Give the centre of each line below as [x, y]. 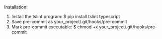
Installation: [16, 7]
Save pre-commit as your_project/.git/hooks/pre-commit [69, 22]
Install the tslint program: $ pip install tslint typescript [66, 16]
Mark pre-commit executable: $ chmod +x [55, 27]
